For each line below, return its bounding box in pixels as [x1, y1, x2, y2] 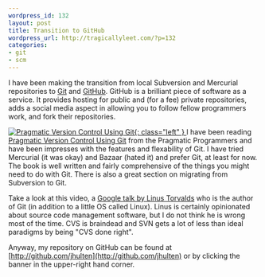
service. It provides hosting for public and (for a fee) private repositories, [8, 95, 247, 104]
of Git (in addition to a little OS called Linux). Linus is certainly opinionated [8, 201, 251, 211]
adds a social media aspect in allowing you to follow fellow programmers [8, 103, 247, 112]
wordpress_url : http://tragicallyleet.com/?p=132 [8, 33, 177, 42]
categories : [8, 41, 48, 49]
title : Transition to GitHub [8, 26, 105, 34]
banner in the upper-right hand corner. [8, 259, 135, 269]
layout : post [8, 19, 52, 27]
